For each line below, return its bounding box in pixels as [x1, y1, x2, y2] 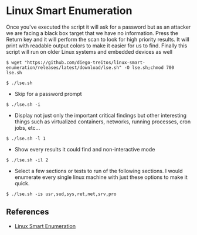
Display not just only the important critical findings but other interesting [14, 112, 186, 119]
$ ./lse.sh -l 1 [6, 136, 46, 141]
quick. [14, 179, 30, 186]
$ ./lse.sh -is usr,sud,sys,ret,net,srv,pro [6, 191, 117, 197]
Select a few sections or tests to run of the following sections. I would [14, 167, 183, 174]
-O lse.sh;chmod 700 [124, 64, 175, 71]
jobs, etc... [14, 124, 40, 131]
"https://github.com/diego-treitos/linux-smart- [24, 60, 145, 65]
